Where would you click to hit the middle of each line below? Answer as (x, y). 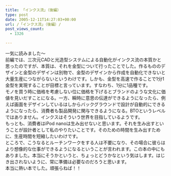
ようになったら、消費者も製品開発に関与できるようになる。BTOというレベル (85, 111)
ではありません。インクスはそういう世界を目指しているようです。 (74, 117)
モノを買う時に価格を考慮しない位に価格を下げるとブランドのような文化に (83, 92)
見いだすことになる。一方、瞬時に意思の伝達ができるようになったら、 (88, 98)
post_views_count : (25, 29)
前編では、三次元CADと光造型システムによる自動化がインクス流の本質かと (83, 60)
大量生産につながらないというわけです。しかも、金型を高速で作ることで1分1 (85, 79)
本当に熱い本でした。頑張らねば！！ (43, 168)
